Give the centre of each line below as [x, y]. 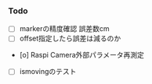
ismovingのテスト [48, 72]
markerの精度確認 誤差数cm [64, 29]
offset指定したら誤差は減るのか [70, 38]
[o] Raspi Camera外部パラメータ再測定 [82, 55]
